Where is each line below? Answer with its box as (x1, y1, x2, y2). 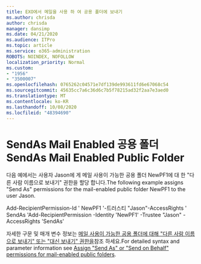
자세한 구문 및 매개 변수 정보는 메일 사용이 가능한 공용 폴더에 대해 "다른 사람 (6, 230, 184, 237)
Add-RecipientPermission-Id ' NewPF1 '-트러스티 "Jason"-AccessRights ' (6, 204, 187, 212)
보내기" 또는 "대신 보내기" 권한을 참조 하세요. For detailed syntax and (17, 237, 180, 245)
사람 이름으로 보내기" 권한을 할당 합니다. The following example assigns (12, 179, 184, 186)
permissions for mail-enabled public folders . (6, 251, 116, 258)
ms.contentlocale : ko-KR (6, 98, 69, 104)
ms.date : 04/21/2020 (6, 31, 59, 37)
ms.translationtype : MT (6, 93, 66, 99)
